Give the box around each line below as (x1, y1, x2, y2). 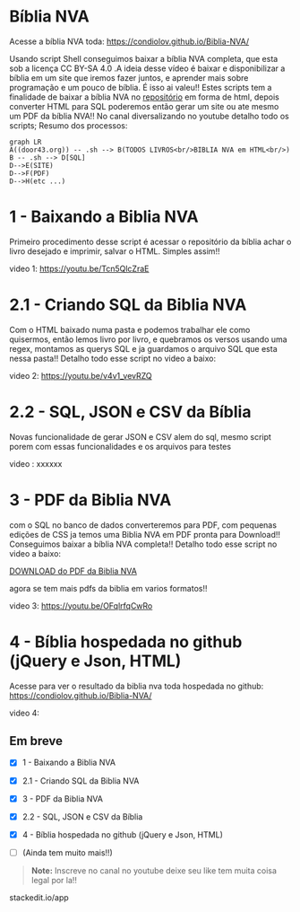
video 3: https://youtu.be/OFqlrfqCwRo (9, 600, 153, 611)
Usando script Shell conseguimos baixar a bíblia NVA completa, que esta (9, 53, 279, 64)
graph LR (9, 137, 42, 146)
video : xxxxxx (9, 458, 63, 469)
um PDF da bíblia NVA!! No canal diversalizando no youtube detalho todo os (9, 110, 289, 121)
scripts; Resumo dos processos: (9, 119, 128, 131)
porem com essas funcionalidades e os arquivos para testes (9, 441, 231, 452)
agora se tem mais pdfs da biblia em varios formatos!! (9, 583, 208, 593)
